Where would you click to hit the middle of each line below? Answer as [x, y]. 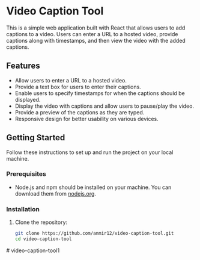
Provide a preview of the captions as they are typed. [80, 112]
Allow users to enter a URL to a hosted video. [71, 80]
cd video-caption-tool [43, 239]
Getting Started [36, 138]
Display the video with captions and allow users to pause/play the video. [104, 106]
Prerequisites [26, 174]
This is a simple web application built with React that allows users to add [96, 28]
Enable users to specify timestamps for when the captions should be [100, 93]
